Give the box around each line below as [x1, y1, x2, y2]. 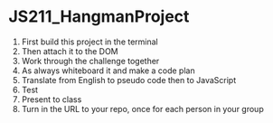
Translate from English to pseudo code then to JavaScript [21, 74, 237, 85]
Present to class [21, 93, 82, 105]
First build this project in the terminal [21, 36, 159, 47]
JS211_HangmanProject [8, 6, 190, 27]
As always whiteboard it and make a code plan [21, 65, 195, 76]
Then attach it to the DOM [21, 45, 118, 56]
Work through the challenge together [21, 55, 160, 66]
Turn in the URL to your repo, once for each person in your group [21, 103, 264, 114]
